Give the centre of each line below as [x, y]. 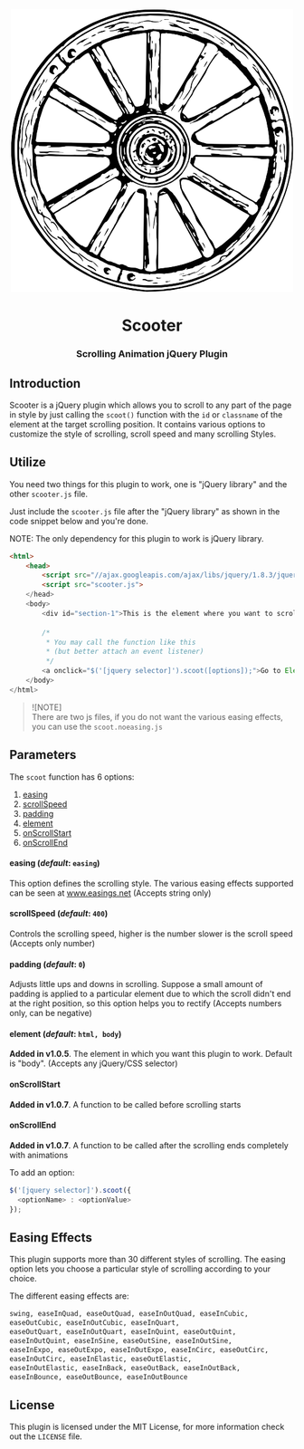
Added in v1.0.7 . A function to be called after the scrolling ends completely [149, 1145]
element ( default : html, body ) [66, 1033]
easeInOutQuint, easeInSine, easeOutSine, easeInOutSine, [121, 1341]
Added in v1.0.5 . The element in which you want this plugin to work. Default [151, 1054]
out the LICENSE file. [46, 1436]
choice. [24, 1279]
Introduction [45, 384]
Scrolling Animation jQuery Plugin [152, 354]
